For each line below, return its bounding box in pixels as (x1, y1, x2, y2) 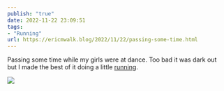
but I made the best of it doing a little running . (7, 63, 138, 71)
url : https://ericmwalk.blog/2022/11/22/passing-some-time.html (7, 36, 198, 43)
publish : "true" (7, 10, 54, 17)
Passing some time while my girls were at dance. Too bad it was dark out (7, 55, 217, 64)
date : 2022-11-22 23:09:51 (7, 17, 86, 24)
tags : (7, 23, 23, 30)
